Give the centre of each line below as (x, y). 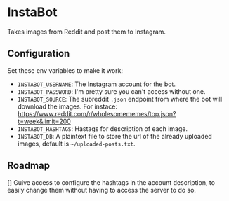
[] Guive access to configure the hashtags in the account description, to (111, 182)
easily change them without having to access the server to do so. (102, 190)
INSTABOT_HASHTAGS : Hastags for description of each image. (103, 129)
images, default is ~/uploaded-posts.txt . (76, 144)
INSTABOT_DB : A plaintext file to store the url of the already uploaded (115, 136)
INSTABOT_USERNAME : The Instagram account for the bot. (96, 84)
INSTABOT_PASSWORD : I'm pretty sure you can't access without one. (111, 91)
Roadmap (29, 166)
